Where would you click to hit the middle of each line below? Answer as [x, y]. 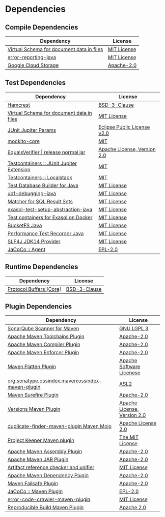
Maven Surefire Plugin [33, 395]
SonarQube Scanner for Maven [43, 329]
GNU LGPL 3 [134, 329]
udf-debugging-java [32, 193]
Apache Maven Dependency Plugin [48, 476]
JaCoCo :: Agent [27, 249]
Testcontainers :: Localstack [40, 177]
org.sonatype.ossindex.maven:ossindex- [55, 381]
